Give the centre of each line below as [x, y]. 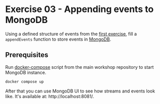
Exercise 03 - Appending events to [79, 9]
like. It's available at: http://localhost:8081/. [50, 96]
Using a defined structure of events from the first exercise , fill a [71, 34]
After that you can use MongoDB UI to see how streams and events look [80, 91]
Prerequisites [27, 55]
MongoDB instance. [26, 72]
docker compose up [24, 81]
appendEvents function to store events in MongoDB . [58, 39]
